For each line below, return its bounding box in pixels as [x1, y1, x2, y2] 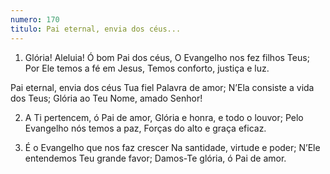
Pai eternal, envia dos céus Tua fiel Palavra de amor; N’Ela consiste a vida [10, 81, 315, 93]
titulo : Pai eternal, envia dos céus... [10, 24, 182, 34]
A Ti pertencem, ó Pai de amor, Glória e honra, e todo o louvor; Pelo [24, 111, 304, 123]
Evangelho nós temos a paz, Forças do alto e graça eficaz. [24, 122, 267, 134]
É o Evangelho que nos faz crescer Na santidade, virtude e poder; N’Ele [24, 141, 321, 153]
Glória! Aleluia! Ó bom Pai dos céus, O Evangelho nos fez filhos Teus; [24, 51, 310, 63]
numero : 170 [10, 14, 60, 25]
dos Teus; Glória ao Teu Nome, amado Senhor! [10, 92, 203, 104]
